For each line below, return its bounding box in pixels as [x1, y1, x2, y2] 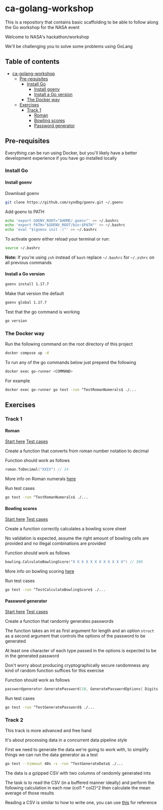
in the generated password [5, 653, 60, 659]
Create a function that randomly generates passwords [5, 618, 114, 624]
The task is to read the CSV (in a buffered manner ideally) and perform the [5, 780, 155, 785]
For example [5, 378, 30, 384]
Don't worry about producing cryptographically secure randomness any [5, 663, 150, 668]
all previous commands [5, 260, 52, 266]
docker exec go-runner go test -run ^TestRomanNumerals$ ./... [5, 387, 137, 392]
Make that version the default [5, 291, 64, 296]
